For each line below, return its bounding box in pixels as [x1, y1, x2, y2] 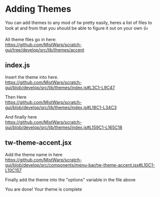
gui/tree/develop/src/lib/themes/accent [5, 47, 85, 52]
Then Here [5, 94, 27, 100]
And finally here [5, 114, 37, 120]
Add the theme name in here [5, 151, 63, 157]
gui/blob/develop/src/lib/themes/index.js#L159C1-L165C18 [5, 124, 122, 130]
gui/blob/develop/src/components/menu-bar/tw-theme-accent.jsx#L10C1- [5, 162, 155, 168]
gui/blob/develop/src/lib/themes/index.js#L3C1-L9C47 [5, 84, 115, 90]
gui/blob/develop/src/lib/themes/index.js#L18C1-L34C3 [5, 104, 117, 110]
